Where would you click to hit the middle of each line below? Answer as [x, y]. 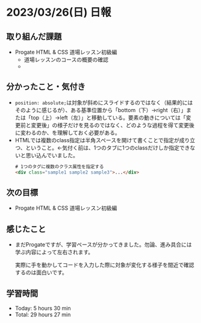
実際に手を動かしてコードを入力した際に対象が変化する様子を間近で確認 [104, 265]
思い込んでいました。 [52, 155]
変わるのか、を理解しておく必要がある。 [70, 133]
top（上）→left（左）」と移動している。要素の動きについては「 [109, 118]
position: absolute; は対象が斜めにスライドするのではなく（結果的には [104, 102]
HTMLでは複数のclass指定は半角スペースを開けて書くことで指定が [97, 140]
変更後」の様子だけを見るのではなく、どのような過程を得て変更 [110, 125]
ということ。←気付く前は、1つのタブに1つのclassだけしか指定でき [108, 148]
